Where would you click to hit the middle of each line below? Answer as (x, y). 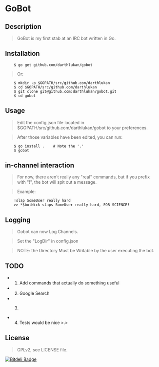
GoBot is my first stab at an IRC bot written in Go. (66, 38)
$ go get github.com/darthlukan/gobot (53, 65)
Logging (18, 220)
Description (23, 27)
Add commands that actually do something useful (69, 283)
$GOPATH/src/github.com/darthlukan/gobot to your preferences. (82, 128)
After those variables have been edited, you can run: (70, 137)
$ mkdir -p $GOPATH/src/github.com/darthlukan (62, 83)
